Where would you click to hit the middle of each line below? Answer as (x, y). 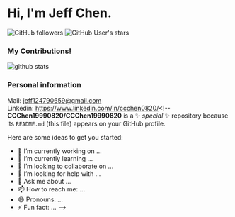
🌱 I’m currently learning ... (55, 158)
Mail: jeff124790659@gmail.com (55, 100)
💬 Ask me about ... (44, 181)
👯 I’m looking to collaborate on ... (65, 166)
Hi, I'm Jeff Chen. (59, 13)
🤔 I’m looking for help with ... (59, 173)
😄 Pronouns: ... (40, 199)
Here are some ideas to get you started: (65, 137)
